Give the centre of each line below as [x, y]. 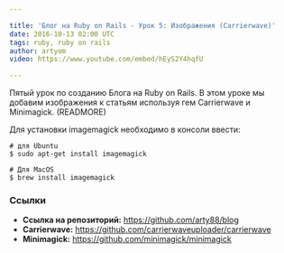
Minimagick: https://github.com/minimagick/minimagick [127, 239]
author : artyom [38, 51]
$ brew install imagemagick [62, 178]
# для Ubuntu [34, 146]
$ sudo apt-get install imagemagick [78, 155]
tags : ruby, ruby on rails [60, 42]
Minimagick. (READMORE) [58, 112]
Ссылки [28, 201]
